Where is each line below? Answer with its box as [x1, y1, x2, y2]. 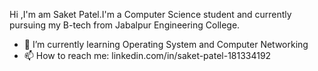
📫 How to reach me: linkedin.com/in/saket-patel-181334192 [23, 50, 272, 61]
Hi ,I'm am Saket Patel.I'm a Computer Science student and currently [9, 9, 292, 20]
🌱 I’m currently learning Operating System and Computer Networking [23, 39, 309, 50]
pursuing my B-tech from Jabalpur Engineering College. [9, 19, 241, 31]
